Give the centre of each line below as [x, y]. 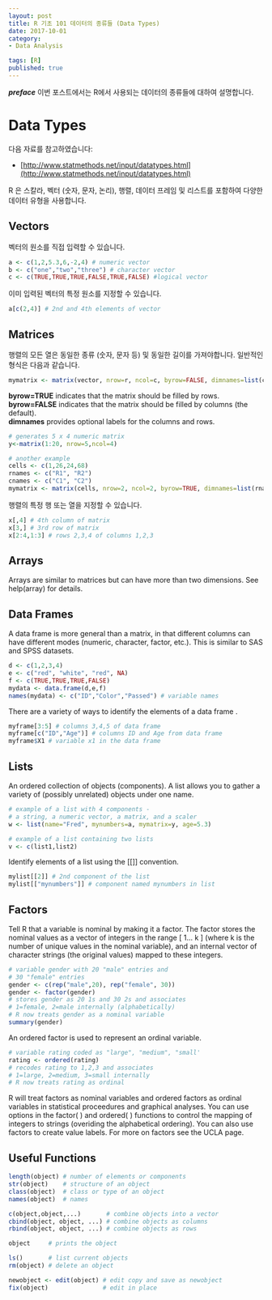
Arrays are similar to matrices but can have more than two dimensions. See [134, 580]
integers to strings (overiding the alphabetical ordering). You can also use [131, 1124]
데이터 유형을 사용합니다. [47, 200]
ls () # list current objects [68, 1258]
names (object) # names [49, 1199]
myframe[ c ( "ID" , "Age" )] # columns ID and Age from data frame [115, 733]
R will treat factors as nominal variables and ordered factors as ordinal [125, 1098]
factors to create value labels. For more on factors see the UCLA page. [126, 1132]
